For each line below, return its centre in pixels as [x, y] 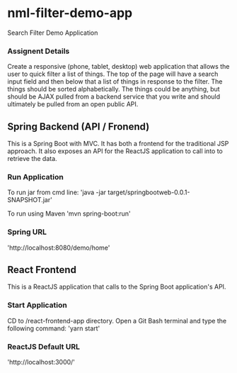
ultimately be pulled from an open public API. [73, 104]
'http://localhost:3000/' [41, 362]
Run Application [35, 177]
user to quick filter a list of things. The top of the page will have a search [113, 74]
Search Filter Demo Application [53, 33]
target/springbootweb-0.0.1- [149, 192]
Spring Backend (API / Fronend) [79, 127]
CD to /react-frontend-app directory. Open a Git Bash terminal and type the [117, 321]
